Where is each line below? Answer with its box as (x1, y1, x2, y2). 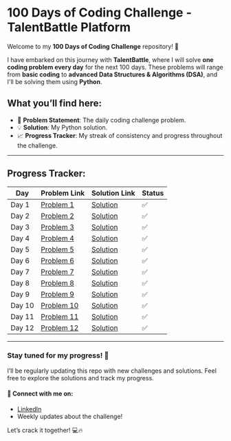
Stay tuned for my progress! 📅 (7, 351, 109, 360)
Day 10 (10, 300, 34, 310)
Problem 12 (41, 322, 79, 332)
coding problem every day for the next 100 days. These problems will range (7, 63, 223, 71)
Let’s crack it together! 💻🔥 (7, 426, 83, 435)
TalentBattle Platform (7, 19, 131, 35)
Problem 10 (41, 300, 79, 310)
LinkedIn (16, 405, 42, 413)
